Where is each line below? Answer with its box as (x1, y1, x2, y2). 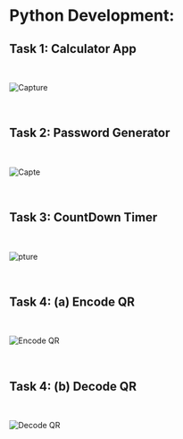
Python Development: (9, 5, 175, 26)
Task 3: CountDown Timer (9, 210, 158, 225)
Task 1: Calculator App (9, 41, 137, 56)
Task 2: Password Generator (9, 125, 171, 141)
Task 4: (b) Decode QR (9, 378, 137, 394)
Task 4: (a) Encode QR (9, 295, 136, 310)
